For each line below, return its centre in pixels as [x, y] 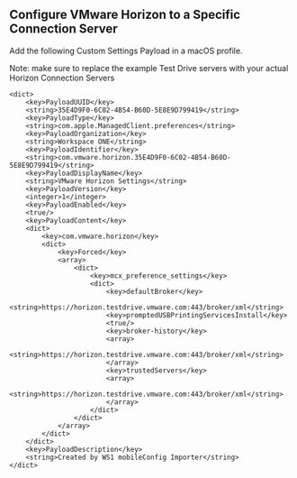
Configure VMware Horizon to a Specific [125, 15]
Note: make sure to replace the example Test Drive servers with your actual [149, 68]
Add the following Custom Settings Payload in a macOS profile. [126, 51]
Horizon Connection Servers [62, 78]
